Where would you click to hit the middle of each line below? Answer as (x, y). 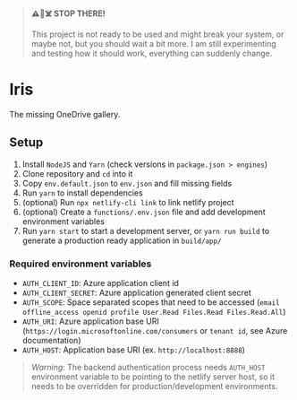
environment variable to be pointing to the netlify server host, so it (153, 377)
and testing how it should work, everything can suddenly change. (152, 53)
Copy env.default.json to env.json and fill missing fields (127, 183)
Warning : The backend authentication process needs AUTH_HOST (148, 368)
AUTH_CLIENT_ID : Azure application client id (100, 283)
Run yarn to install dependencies (82, 193)
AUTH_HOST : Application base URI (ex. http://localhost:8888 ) (134, 350)
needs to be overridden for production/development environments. (154, 387)
